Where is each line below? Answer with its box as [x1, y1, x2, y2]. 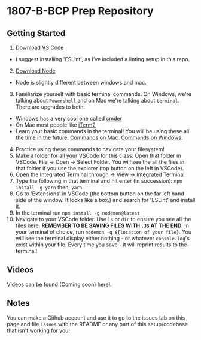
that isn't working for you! [7, 327, 71, 334]
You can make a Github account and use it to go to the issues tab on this [7, 314, 185, 321]
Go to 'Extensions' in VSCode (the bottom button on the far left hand [15, 190, 184, 197]
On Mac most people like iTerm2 [15, 121, 96, 128]
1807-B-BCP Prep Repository [7, 4, 154, 18]
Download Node [15, 67, 56, 74]
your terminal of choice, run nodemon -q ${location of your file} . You [15, 228, 192, 235]
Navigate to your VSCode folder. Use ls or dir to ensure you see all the [15, 216, 191, 222]
